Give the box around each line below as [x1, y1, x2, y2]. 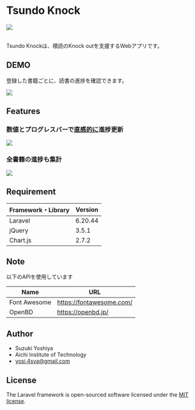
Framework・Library [9, 206, 70, 214]
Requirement [6, 187, 56, 197]
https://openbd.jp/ [57, 308, 109, 316]
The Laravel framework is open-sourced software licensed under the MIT [6, 391, 189, 398]
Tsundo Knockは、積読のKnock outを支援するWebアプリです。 [6, 42, 163, 49]
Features [6, 106, 40, 117]
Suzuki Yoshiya [14, 345, 53, 352]
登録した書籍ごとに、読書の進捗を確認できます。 [6, 77, 128, 84]
